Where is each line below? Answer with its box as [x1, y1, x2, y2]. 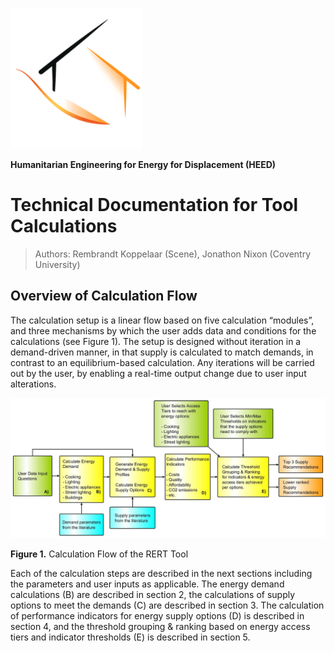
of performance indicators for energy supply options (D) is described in [10, 610, 305, 622]
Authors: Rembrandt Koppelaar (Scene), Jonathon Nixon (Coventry [34, 248, 312, 260]
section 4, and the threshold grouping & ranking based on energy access [10, 621, 311, 633]
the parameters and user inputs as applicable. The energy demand [10, 578, 285, 590]
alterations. [10, 378, 57, 390]
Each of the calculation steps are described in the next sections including [10, 568, 313, 580]
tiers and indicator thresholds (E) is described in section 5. [10, 631, 251, 643]
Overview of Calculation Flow [10, 288, 198, 305]
